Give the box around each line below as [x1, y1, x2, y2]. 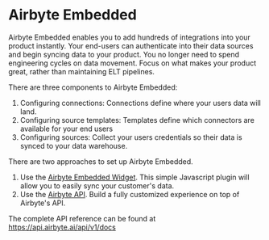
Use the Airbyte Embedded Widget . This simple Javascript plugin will [19, 172, 250, 182]
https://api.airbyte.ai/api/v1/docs [8, 222, 117, 232]
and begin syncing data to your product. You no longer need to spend [8, 49, 240, 59]
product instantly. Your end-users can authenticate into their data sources [8, 40, 254, 50]
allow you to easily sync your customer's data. [19, 180, 175, 191]
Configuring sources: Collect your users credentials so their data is [19, 132, 243, 142]
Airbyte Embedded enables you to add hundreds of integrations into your [8, 32, 251, 42]
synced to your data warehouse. [19, 141, 128, 150]
